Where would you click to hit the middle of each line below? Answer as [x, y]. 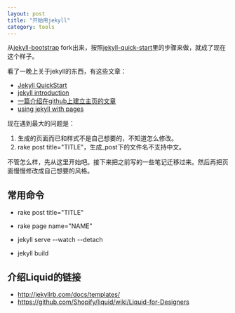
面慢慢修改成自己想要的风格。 [50, 171]
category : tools [31, 27]
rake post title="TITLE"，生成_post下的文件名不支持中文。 [101, 147]
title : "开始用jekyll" [39, 20]
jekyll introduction [43, 93]
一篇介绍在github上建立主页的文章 [67, 101]
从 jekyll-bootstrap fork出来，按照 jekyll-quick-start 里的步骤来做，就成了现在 [117, 48]
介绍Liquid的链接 [44, 277]
